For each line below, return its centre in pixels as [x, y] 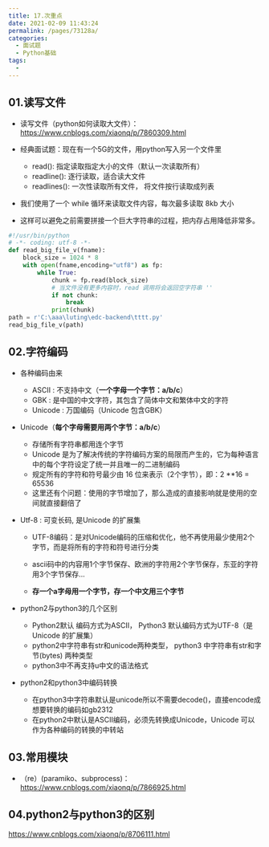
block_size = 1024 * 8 [61, 258]
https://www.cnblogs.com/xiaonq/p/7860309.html [103, 132]
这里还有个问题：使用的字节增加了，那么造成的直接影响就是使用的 [141, 493]
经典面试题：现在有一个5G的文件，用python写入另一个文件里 [121, 149]
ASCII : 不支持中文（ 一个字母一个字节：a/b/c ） [109, 389]
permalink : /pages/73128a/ [53, 31]
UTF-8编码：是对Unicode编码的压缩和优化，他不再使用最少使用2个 [143, 537]
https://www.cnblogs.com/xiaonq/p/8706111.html [89, 834]
